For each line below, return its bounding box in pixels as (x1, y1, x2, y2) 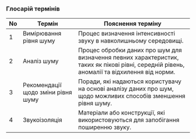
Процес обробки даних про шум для (78, 46, 182, 54)
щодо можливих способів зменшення (78, 92, 185, 100)
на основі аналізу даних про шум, (78, 85, 174, 93)
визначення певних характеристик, (78, 54, 179, 62)
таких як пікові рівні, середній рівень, (78, 60, 185, 69)
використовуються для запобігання (78, 116, 180, 124)
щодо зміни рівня (23, 88, 72, 97)
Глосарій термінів (6, 5, 60, 13)
